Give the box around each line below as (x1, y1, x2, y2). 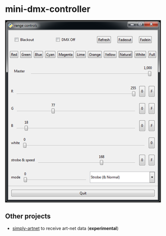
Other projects (5, 212, 51, 221)
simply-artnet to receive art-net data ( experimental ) (12, 225, 119, 231)
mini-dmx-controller (5, 3, 90, 15)
